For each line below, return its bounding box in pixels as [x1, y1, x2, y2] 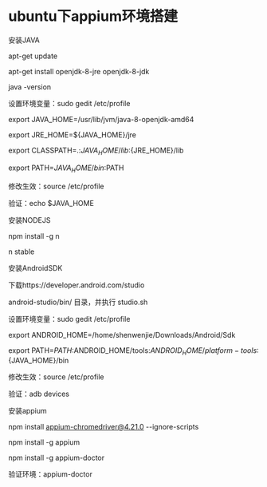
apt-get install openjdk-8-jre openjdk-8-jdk [8, 66, 150, 76]
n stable [8, 247, 35, 256]
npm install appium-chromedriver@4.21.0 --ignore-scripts [8, 422, 199, 432]
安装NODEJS [8, 215, 51, 224]
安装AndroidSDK [8, 263, 63, 272]
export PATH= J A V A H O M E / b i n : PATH [8, 163, 125, 174]
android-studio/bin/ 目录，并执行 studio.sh [8, 297, 148, 307]
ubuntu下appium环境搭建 [8, 7, 178, 26]
